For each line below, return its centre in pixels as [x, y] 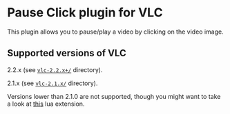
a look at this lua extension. [46, 104]
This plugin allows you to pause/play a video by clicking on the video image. [115, 32]
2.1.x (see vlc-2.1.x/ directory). [52, 83]
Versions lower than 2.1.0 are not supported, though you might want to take [114, 96]
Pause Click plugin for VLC [85, 13]
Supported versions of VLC [67, 53]
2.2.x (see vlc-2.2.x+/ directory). [55, 69]
